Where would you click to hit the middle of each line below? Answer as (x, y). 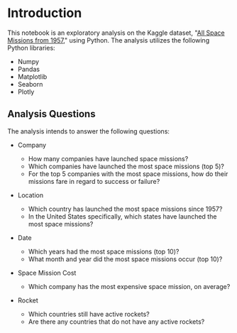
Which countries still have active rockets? (89, 314)
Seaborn (30, 84)
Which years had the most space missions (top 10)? (104, 251)
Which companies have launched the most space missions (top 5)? (126, 166)
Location (31, 195)
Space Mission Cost (47, 273)
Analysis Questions (51, 114)
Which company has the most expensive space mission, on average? (129, 286)
